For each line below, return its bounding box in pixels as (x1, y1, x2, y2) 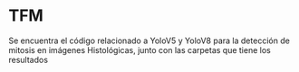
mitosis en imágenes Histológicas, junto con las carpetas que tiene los (8, 44, 271, 55)
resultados (8, 54, 49, 65)
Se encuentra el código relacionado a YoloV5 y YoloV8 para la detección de (8, 35, 291, 46)
